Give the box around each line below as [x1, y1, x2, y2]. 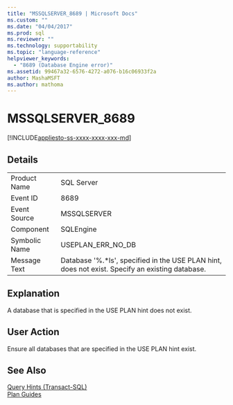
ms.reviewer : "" [7, 36, 54, 43]
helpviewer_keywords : [7, 55, 70, 62]
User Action [7, 326, 60, 338]
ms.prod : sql [7, 29, 45, 37]
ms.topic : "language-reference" [7, 49, 101, 56]
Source [10, 213, 35, 222]
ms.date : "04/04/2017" [7, 23, 73, 30]
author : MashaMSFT [7, 74, 60, 82]
